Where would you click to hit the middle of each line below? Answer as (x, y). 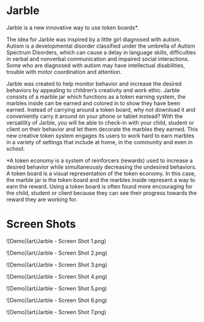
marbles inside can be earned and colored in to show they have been (93, 103)
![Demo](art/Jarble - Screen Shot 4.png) (57, 276)
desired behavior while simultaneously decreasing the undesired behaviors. (101, 167)
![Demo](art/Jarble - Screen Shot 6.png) (57, 300)
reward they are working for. (42, 199)
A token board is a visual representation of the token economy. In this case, (101, 173)
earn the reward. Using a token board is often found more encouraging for (100, 186)
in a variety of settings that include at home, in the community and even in (100, 142)
